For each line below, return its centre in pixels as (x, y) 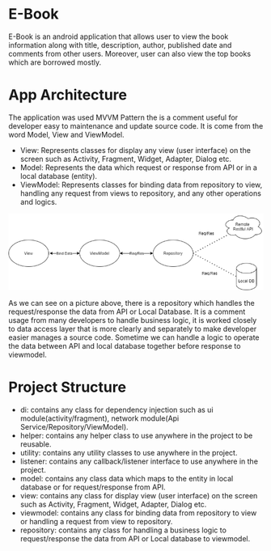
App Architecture (68, 95)
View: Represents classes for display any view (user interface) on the (135, 150)
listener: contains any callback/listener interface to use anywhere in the (139, 461)
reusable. (36, 444)
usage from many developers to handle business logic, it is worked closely (133, 320)
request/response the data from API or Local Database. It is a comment (127, 312)
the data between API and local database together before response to (125, 346)
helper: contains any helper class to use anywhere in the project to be (136, 436)
